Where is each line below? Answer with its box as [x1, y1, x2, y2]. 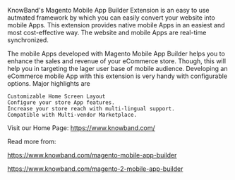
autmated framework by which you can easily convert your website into [7, 13, 215, 22]
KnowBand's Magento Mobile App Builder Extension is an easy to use [7, 6, 210, 14]
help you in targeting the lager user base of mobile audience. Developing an [7, 65, 228, 72]
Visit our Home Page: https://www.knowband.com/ [7, 124, 155, 132]
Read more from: [7, 137, 56, 146]
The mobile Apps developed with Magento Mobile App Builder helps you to [7, 49, 226, 58]
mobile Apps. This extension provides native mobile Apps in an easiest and [7, 21, 225, 29]
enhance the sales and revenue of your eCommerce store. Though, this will [7, 57, 227, 65]
